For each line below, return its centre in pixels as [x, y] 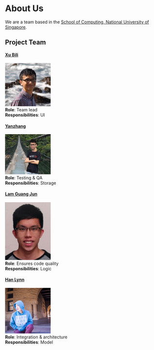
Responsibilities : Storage [31, 183]
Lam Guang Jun [21, 194]
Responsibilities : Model [29, 342]
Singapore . [16, 27]
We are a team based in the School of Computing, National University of [77, 22]
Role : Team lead [21, 110]
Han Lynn [15, 280]
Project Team [26, 43]
